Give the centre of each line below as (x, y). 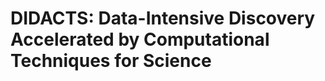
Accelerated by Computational (140, 39)
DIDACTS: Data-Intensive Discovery (163, 18)
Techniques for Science (111, 61)
